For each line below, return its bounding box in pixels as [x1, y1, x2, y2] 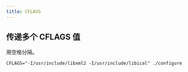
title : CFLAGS [6, 8, 42, 15]
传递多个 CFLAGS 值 [6, 32, 80, 42]
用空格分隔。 [6, 48, 37, 56]
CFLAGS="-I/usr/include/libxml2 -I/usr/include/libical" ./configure [6, 60, 183, 67]
